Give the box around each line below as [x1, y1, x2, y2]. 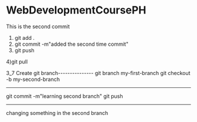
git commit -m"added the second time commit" [14, 40, 129, 48]
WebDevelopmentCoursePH [6, 4, 147, 17]
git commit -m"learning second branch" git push [6, 92, 123, 100]
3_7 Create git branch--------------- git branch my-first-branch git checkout [6, 69, 191, 76]
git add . [14, 34, 35, 41]
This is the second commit [6, 23, 70, 30]
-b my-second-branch [6, 76, 60, 83]
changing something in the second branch [6, 109, 108, 116]
